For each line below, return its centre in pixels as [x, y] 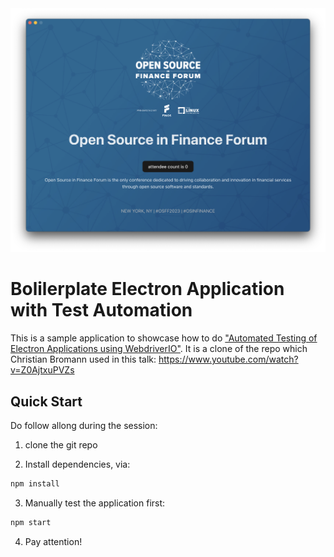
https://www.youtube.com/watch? [228, 359]
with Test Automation [101, 310]
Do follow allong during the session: [84, 426]
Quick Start [46, 401]
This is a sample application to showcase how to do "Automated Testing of [164, 338]
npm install [35, 484]
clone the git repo [61, 445]
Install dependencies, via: [77, 464]
